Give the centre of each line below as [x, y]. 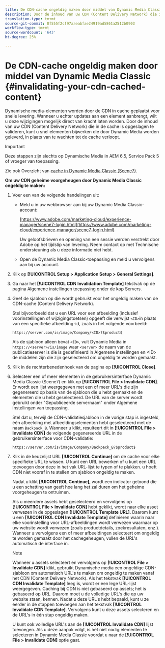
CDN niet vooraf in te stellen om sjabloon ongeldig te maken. [73, 472]
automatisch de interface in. [41, 543]
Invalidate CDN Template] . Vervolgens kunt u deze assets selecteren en [85, 609]
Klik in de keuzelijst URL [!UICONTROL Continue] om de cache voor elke [86, 456]
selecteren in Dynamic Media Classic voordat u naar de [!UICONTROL [83, 635]
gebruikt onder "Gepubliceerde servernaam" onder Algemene [75, 402]
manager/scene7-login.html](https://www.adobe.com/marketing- [85, 224]
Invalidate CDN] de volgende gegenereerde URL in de [67, 433]
